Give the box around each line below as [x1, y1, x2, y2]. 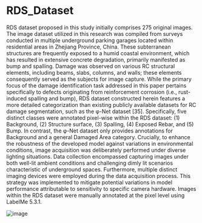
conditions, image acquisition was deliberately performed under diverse [6, 146, 186, 154]
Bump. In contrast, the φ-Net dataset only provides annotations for [6, 127, 173, 134]
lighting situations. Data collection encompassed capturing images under [6, 153, 189, 160]
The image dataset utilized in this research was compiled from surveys [6, 30, 183, 37]
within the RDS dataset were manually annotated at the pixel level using [6, 191, 185, 199]
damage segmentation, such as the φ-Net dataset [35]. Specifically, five [6, 108, 187, 115]
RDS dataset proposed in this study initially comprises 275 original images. [6, 24, 193, 31]
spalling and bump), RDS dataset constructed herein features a [28, 95, 186, 102]
